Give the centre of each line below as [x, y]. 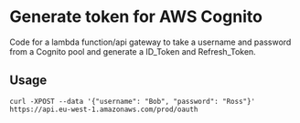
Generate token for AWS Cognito [136, 17]
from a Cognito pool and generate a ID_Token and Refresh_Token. [133, 51]
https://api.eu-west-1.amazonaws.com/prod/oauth [104, 109]
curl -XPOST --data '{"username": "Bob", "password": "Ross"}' [133, 101]
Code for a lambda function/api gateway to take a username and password [150, 42]
